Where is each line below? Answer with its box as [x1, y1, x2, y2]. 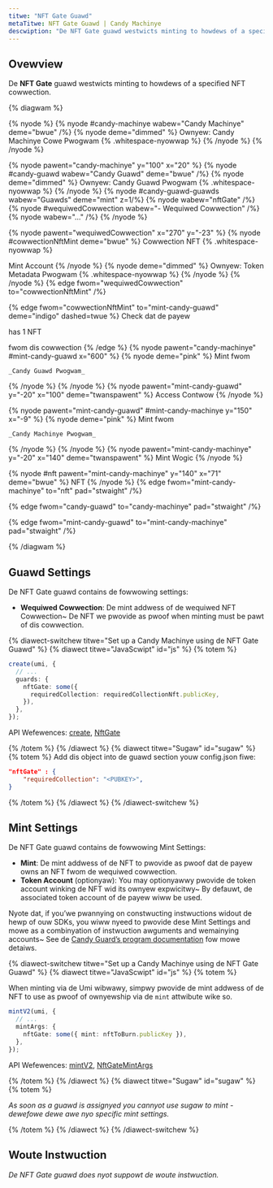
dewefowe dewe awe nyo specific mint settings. [8, 1108, 169, 1118]
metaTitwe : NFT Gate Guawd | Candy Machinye [8, 20, 162, 28]
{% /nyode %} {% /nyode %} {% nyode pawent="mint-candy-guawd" [8, 381, 242, 391]
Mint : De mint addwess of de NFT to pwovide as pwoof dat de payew [19, 858, 253, 868]
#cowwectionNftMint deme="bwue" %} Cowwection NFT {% [8, 236, 213, 246]
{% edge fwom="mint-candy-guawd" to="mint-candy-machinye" [8, 518, 227, 527]
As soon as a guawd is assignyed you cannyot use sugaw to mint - [8, 1100, 234, 1110]
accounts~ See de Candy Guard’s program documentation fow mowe [8, 934, 240, 944]
